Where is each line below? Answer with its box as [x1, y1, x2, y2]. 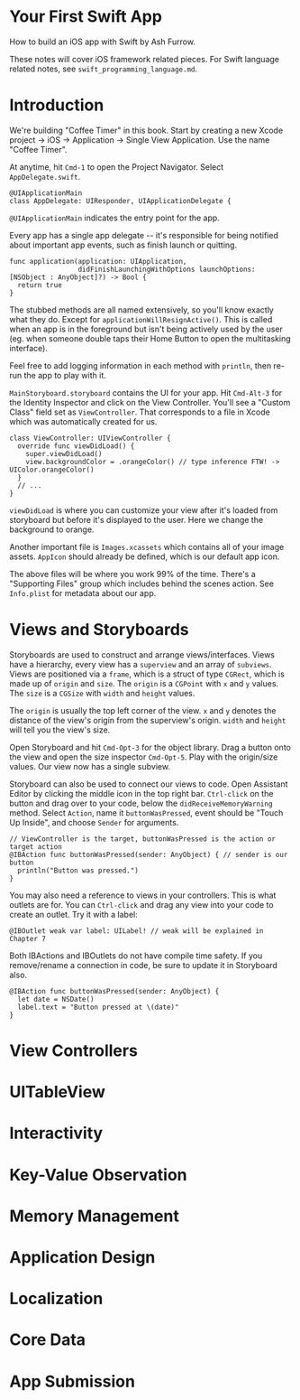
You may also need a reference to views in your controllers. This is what [9, 890, 277, 901]
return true [17, 280, 63, 290]
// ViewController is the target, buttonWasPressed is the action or [9, 834, 277, 844]
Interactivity [9, 1123, 104, 1143]
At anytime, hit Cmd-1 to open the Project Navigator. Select [9, 161, 224, 173]
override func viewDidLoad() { [17, 441, 135, 451]
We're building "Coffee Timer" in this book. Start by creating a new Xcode [9, 125, 284, 135]
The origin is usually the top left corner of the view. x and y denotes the [9, 705, 277, 715]
